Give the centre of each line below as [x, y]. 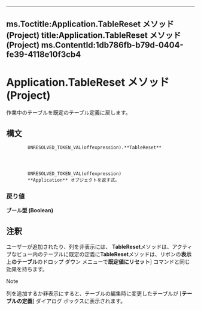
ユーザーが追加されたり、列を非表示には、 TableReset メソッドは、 [89, 247]
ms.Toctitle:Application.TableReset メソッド [90, 24]
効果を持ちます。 [27, 269]
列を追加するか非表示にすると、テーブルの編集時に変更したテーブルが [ [94, 294]
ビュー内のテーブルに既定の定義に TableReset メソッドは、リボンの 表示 [104, 254]
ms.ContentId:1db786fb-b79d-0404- [112, 45]
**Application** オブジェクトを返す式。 [74, 180]
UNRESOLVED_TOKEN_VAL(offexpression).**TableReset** [95, 148]
